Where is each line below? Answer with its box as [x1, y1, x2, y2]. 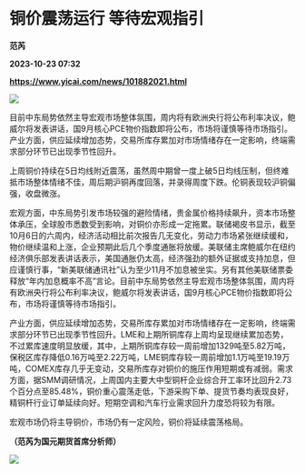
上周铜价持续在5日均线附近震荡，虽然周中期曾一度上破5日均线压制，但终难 [9, 165, 290, 176]
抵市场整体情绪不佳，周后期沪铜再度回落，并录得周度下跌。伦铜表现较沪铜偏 [9, 176, 296, 187]
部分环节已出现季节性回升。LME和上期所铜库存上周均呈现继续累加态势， [16, 328, 289, 339]
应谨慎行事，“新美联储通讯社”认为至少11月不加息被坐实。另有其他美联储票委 [9, 264, 293, 275]
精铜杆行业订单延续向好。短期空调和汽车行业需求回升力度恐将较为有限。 [9, 397, 280, 408]
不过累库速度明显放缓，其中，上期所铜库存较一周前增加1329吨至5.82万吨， [9, 340, 290, 351]
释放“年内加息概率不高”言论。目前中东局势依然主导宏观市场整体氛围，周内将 [9, 275, 295, 287]
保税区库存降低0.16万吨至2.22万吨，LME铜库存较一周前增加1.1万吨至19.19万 [9, 351, 290, 362]
